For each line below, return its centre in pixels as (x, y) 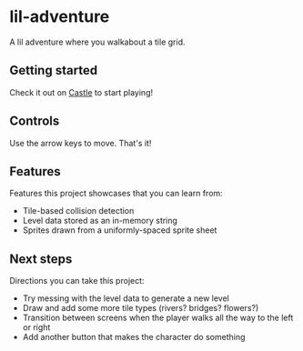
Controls (35, 121)
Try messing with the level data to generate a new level (126, 298)
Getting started (54, 70)
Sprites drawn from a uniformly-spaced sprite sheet (120, 230)
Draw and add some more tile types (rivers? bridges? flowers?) (141, 308)
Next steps (41, 259)
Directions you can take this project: (77, 281)
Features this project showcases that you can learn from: (116, 194)
